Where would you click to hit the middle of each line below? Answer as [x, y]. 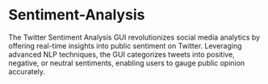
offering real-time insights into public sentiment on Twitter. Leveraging [125, 45]
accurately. [27, 71]
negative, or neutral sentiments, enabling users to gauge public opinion [127, 63]
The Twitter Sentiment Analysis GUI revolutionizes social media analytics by [134, 37]
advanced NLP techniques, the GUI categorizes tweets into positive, [122, 54]
